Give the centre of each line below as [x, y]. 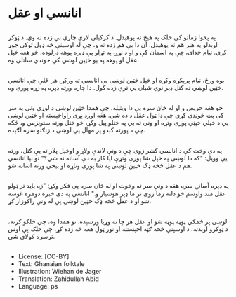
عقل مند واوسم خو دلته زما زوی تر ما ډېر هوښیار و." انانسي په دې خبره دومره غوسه [117, 193]
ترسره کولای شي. [32, 236]
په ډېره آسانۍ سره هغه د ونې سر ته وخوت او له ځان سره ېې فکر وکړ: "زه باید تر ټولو [118, 186]
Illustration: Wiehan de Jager [60, 271]
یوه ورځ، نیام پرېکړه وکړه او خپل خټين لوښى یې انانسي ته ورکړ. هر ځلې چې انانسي [116, 80]
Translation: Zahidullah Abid [58, 279]
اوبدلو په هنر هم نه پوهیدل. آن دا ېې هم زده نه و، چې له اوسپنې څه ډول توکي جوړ [113, 44]
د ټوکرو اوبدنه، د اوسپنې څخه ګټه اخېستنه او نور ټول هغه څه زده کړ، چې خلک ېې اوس [118, 228]
